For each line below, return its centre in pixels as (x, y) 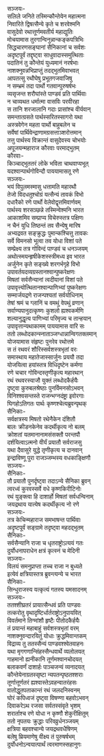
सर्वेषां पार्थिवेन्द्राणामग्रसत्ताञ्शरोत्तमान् (44, 133)
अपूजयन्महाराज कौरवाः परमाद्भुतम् (43, 148)
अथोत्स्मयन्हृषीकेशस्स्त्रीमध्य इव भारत (46, 256)
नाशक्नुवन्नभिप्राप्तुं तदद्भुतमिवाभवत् (43, 71)
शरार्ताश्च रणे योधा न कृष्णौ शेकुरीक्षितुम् (48, 713)
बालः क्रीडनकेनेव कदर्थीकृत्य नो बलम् (46, 427)
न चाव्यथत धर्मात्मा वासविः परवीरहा (43, 102)
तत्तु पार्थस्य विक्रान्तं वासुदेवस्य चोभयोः (47, 140)
